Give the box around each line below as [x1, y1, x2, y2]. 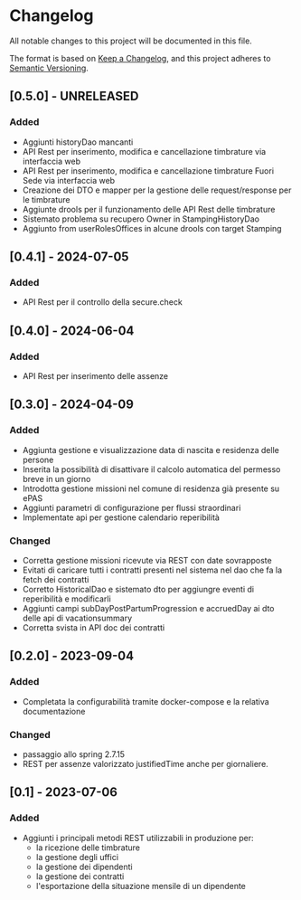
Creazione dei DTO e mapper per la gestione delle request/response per [22, 185, 292, 195]
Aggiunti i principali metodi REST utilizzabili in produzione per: [22, 832, 255, 843]
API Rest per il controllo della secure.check [22, 297, 183, 308]
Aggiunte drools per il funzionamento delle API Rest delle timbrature [22, 204, 276, 214]
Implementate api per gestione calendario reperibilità [22, 512, 220, 523]
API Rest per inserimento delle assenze [22, 371, 169, 381]
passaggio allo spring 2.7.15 [22, 748, 125, 760]
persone [22, 454, 54, 465]
